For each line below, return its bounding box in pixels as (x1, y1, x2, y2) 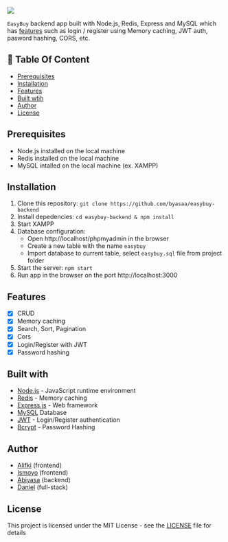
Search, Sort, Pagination (16, 325, 87, 333)
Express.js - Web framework (16, 401, 98, 409)
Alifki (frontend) (16, 461, 62, 470)
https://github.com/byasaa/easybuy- (110, 201, 215, 207)
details (7, 529, 26, 537)
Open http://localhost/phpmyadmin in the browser (27, 234, 170, 243)
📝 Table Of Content (7, 54, 90, 65)
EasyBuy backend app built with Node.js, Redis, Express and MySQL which (7, 19, 217, 27)
